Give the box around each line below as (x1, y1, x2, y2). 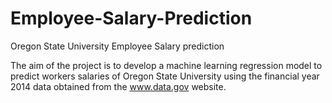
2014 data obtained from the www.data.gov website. (10, 80, 227, 92)
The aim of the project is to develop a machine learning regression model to (10, 59, 323, 71)
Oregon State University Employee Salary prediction (10, 40, 225, 52)
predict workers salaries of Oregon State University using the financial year (10, 70, 320, 82)
